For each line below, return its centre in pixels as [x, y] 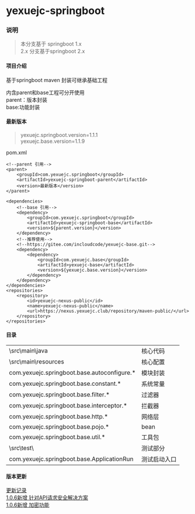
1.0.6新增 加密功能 [28, 505]
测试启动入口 [159, 460]
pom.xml [17, 152]
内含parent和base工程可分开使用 [45, 92]
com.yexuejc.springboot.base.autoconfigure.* [72, 373]
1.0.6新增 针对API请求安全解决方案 [47, 498]
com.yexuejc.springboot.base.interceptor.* [68, 406]
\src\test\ [21, 448]
